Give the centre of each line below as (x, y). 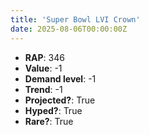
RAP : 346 (44, 57)
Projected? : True (60, 100)
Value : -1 (43, 68)
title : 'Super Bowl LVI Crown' (75, 19)
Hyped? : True (53, 110)
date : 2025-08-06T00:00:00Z (69, 29)
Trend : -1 (43, 89)
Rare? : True (49, 121)
